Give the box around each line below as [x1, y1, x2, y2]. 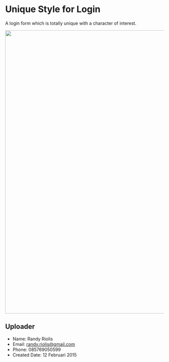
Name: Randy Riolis [12, 336, 53, 342]
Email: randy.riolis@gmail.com [12, 341, 75, 347]
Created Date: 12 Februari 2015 [12, 351, 77, 358]
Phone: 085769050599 [12, 346, 61, 352]
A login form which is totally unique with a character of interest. [5, 20, 137, 26]
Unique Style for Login [5, 4, 101, 15]
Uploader [5, 322, 35, 331]
